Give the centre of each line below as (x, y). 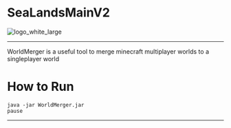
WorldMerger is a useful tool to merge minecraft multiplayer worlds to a (108, 51)
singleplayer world (33, 58)
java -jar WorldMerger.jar (46, 105)
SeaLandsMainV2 (58, 13)
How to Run (41, 87)
